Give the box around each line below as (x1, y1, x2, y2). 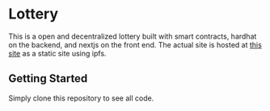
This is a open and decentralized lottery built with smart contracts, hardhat (8, 31, 257, 41)
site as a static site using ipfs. (8, 48, 107, 58)
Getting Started (8, 72, 88, 85)
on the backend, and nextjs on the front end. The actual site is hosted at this (8, 39, 263, 49)
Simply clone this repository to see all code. (8, 93, 154, 103)
